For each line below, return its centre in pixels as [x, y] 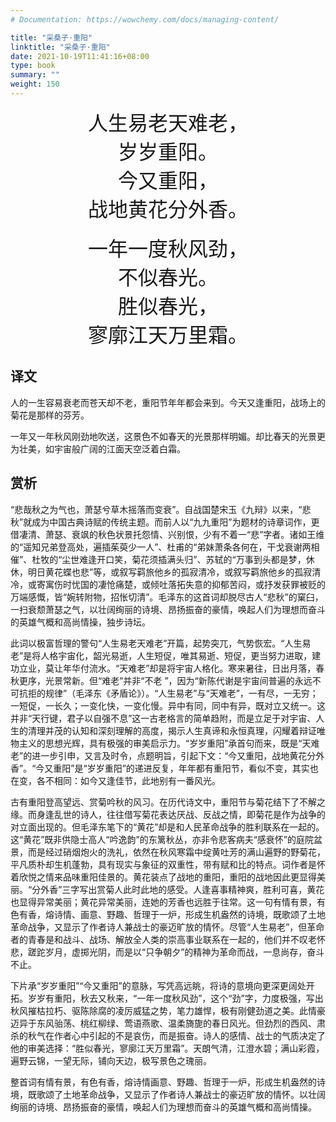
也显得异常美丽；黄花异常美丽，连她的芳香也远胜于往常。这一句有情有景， [163, 902]
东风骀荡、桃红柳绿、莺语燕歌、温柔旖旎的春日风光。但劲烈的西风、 [176, 1023]
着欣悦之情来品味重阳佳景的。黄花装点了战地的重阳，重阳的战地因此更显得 [163, 877]
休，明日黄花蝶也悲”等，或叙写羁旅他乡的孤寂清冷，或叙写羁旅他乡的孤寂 [161, 572]
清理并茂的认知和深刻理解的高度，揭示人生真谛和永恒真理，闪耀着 [163, 730]
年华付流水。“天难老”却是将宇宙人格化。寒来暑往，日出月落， [189, 668]
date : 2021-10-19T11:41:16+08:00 [80, 56]
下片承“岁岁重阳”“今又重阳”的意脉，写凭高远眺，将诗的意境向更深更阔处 [158, 985]
